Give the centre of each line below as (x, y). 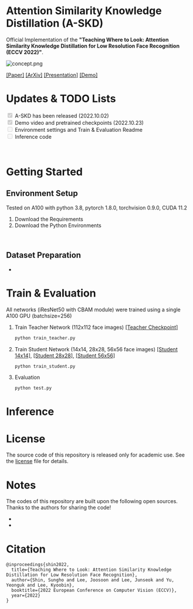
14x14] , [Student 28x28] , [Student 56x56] (65, 355)
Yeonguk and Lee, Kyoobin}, (40, 585)
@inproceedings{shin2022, (38, 565)
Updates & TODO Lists (61, 99)
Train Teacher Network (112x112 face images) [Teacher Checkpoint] (96, 327)
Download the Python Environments (58, 225)
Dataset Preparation (43, 255)
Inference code (33, 137)
